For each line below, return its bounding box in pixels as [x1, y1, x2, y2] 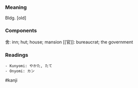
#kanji [5, 77, 18, 83]
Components [5, 27, 37, 34]
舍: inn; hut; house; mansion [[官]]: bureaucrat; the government [5, 39, 133, 45]
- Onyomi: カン [5, 68, 35, 73]
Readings [5, 51, 29, 58]
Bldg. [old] [5, 15, 27, 21]
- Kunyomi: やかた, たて [5, 63, 53, 68]
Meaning [5, 4, 27, 11]
